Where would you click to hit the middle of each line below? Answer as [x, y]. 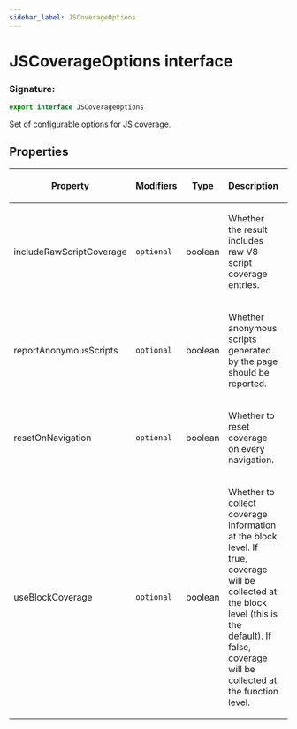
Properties [39, 152]
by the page [253, 361]
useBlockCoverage [53, 597]
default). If [250, 636]
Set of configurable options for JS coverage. [90, 124]
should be [249, 372]
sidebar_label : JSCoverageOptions [73, 17]
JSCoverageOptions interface [121, 61]
